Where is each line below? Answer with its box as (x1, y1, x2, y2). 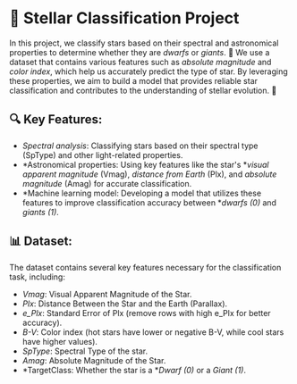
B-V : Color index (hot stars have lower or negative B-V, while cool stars (21, 326, 284, 338)
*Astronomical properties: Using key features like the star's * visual (21, 159, 269, 170)
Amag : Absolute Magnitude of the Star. (21, 355, 166, 365)
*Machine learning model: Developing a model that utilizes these (21, 188, 262, 198)
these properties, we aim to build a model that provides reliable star (9, 75, 258, 86)
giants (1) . (21, 206, 60, 217)
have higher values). (21, 336, 98, 346)
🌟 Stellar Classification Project (9, 8, 240, 29)
